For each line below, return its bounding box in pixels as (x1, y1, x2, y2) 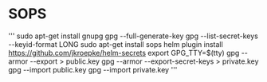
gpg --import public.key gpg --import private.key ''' (8, 64, 178, 74)
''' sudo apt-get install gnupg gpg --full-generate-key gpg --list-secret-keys (8, 31, 259, 41)
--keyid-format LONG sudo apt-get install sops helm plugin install (8, 39, 223, 49)
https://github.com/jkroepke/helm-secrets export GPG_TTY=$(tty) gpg (8, 48, 240, 57)
